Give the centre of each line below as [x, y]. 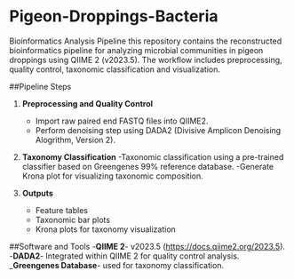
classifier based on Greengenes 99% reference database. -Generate [147, 166]
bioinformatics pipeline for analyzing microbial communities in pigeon [136, 50]
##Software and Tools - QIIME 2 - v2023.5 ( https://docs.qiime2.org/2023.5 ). [147, 246]
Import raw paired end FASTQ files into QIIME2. [122, 121]
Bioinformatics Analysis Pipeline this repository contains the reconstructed [146, 41]
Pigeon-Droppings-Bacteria [114, 16]
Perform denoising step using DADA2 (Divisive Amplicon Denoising [158, 130]
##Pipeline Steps [40, 86]
